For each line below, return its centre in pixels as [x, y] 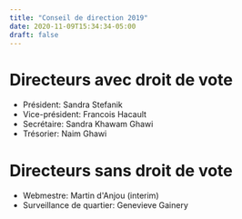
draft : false [34, 35]
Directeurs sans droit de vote [121, 170]
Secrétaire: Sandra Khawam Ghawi [88, 124]
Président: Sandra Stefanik [72, 105]
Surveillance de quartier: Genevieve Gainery [106, 205]
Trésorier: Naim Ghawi [65, 134]
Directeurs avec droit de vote [121, 80]
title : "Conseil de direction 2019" [79, 18]
